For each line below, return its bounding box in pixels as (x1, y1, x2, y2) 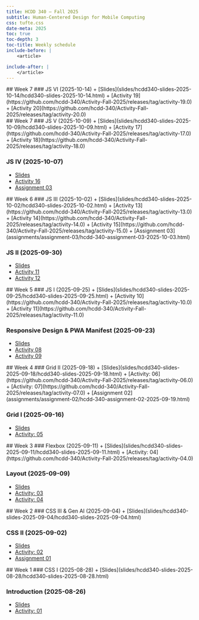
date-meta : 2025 (6, 25, 46, 32)
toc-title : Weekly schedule (6, 42, 76, 48)
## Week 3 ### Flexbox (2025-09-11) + (6, 442, 104, 449)
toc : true (6, 31, 31, 37)
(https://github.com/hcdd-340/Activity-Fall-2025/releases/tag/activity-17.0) (6, 130, 192, 137)
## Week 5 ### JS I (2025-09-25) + (6, 286, 95, 293)
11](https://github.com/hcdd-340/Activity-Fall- (32, 305, 147, 312)
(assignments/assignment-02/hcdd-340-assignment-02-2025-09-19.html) (6, 396, 190, 403)
